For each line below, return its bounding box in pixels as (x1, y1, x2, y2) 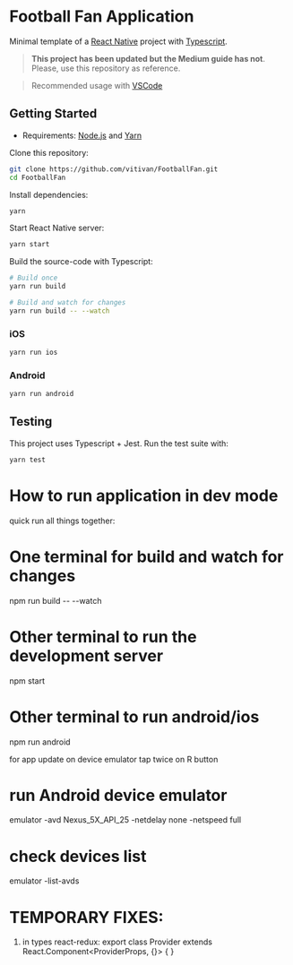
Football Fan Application (9, 6, 194, 27)
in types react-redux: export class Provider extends (22, 936, 213, 947)
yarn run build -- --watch (9, 306, 110, 315)
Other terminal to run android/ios (9, 706, 260, 727)
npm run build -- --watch (9, 595, 102, 606)
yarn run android (9, 390, 74, 399)
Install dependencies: (9, 189, 89, 200)
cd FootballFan (9, 173, 66, 182)
